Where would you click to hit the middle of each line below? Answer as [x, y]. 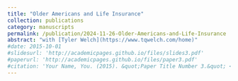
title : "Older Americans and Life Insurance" [75, 14]
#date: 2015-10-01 [34, 46]
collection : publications [45, 20]
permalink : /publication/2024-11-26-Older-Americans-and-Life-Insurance [117, 33]
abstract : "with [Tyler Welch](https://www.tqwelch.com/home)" [103, 40]
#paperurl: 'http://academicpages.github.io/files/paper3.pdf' [103, 60]
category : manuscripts [41, 27]
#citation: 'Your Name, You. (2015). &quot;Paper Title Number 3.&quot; [117, 66]
